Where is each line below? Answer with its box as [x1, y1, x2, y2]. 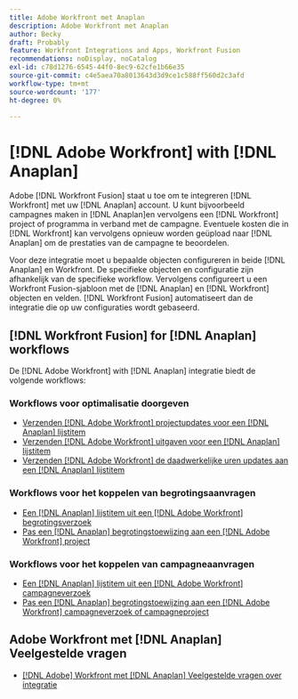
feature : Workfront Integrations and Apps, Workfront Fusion [9, 46, 241, 55]
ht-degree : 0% [9, 95, 62, 105]
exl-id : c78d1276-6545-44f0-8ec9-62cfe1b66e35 [9, 63, 185, 72]
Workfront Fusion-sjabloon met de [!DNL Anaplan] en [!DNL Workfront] [9, 283, 270, 294]
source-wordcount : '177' [9, 87, 101, 96]
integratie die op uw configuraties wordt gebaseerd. [9, 302, 200, 313]
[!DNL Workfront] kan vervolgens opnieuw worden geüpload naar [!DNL [9, 228, 273, 239]
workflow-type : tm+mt [9, 79, 90, 88]
